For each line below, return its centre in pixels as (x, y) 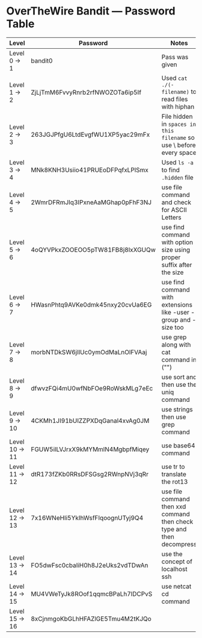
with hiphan (178, 107)
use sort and (179, 377)
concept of (177, 561)
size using (176, 249)
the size (173, 272)
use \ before (179, 145)
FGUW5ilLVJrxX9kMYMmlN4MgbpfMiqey (90, 449)
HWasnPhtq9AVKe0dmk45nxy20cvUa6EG (91, 304)
